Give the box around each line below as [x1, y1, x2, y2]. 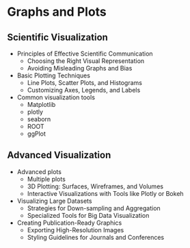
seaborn [27, 115, 51, 123]
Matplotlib [27, 101, 56, 108]
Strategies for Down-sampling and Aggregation [27, 203, 161, 212]
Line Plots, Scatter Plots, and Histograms [27, 79, 142, 86]
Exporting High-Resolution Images [27, 225, 124, 234]
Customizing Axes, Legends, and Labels [27, 86, 141, 94]
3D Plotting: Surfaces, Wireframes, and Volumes [27, 182, 164, 190]
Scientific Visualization [7, 32, 108, 43]
